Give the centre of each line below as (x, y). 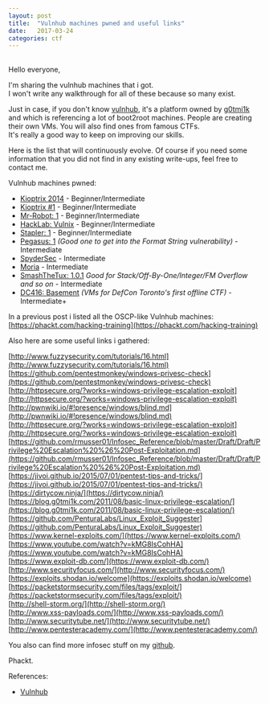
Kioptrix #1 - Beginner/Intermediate (78, 207)
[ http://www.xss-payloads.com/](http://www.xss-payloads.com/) (116, 612)
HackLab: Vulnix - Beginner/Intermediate (87, 224)
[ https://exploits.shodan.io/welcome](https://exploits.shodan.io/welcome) (130, 579)
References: (28, 677)
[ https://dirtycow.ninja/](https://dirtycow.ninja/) (86, 493)
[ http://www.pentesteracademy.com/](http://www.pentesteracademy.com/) (133, 630)
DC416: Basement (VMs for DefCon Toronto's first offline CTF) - (126, 293)
